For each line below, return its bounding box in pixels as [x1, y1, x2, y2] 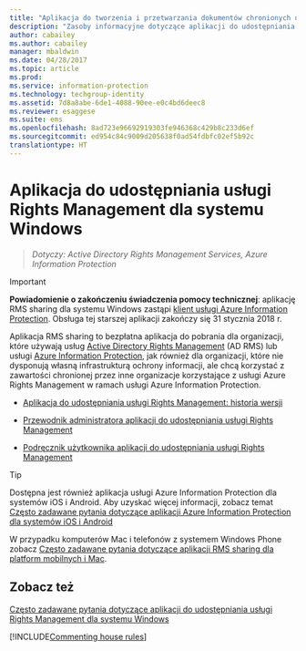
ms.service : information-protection [9, 81, 148, 90]
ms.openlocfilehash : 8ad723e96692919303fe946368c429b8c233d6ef [9, 124, 255, 133]
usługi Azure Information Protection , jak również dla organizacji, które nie [9, 350, 284, 361]
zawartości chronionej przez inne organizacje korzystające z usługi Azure [9, 369, 286, 380]
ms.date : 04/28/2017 [9, 56, 88, 65]
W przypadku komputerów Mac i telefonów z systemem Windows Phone [9, 533, 282, 544]
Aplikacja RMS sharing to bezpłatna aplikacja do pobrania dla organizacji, [9, 330, 284, 342]
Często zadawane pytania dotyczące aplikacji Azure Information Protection [9, 506, 291, 517]
